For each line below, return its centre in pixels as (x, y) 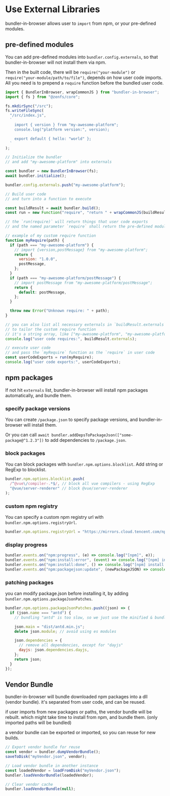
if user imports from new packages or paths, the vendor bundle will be (79, 712)
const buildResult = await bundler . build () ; (53, 208)
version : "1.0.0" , (38, 259)
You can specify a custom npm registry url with (54, 517)
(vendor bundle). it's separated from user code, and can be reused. (75, 702)
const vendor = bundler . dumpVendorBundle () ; (53, 752)
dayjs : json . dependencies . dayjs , (54, 650)
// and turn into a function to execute (49, 199)
